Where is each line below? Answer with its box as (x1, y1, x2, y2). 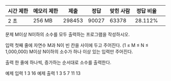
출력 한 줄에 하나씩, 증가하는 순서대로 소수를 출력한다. (5, 60, 111, 65)
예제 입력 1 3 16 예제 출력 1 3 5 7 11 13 (5, 70, 81, 76)
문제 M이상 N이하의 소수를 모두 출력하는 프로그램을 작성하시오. (5, 32, 130, 37)
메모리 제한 (33, 8, 59, 14)
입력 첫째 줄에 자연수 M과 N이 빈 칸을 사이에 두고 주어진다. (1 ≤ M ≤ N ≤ (5, 42, 149, 48)
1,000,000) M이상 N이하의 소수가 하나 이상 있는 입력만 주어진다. (5, 48, 133, 55)
